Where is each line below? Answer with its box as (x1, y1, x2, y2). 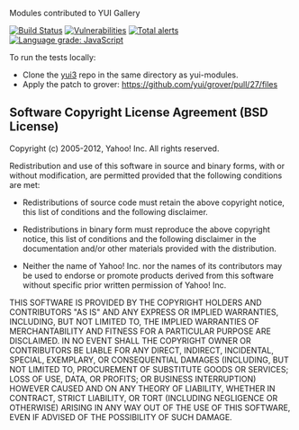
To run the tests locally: (9, 52, 96, 62)
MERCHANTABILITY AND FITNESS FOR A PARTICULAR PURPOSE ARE (9, 326, 272, 336)
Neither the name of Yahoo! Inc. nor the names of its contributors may (22, 260, 283, 271)
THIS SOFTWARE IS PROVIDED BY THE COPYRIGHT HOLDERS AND (9, 297, 263, 308)
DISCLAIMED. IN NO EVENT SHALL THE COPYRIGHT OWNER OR (9, 335, 252, 345)
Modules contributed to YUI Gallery (9, 8, 140, 18)
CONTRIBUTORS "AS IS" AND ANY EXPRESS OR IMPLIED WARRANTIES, (9, 306, 279, 318)
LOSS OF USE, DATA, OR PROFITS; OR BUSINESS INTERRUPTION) (9, 373, 257, 384)
